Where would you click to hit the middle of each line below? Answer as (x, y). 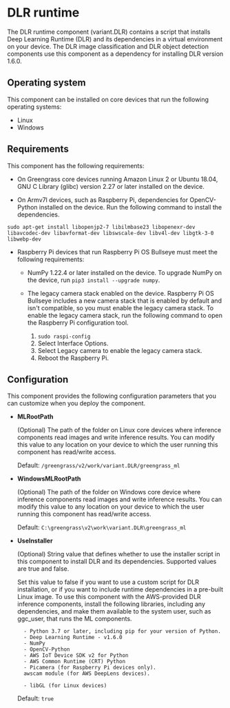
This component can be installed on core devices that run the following (108, 99)
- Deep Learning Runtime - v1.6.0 (73, 638)
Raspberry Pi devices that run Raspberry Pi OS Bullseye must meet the (117, 252)
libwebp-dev (24, 239)
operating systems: (34, 107)
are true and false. (43, 569)
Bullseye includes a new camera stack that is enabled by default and (125, 301)
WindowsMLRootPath (49, 479)
